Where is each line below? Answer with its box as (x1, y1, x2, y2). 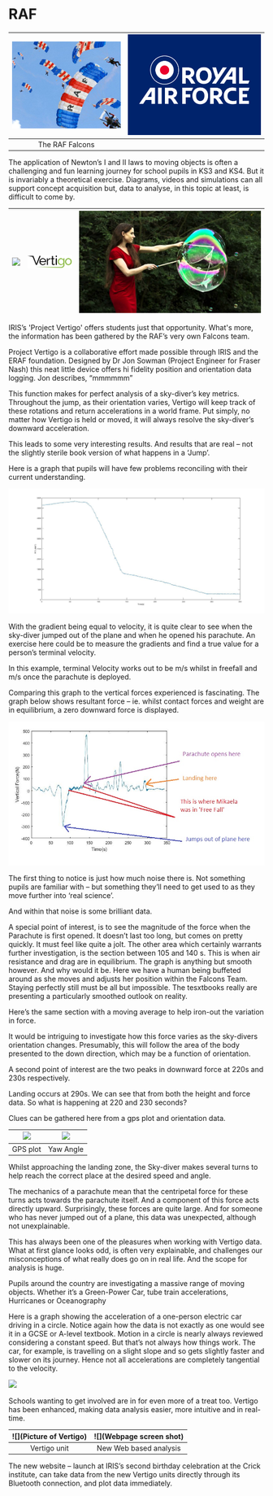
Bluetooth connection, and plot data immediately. (8, 1478, 173, 1489)
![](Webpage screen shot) (93, 1431, 184, 1441)
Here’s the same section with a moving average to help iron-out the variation (8, 1006, 264, 1017)
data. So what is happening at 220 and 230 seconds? (8, 1097, 188, 1107)
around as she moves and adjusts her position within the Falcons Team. (8, 974, 248, 984)
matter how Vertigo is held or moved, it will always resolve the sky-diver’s (8, 415, 254, 425)
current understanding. (8, 473, 86, 482)
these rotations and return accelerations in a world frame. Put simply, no (8, 406, 250, 416)
